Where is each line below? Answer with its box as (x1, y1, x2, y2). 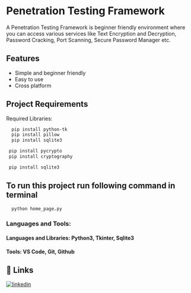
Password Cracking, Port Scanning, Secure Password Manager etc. (6, 36, 171, 43)
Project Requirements (6, 99, 88, 109)
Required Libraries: (6, 114, 53, 122)
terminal (6, 190, 38, 200)
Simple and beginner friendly (14, 69, 86, 77)
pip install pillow (11, 132, 60, 138)
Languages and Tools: (6, 219, 71, 228)
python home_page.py (11, 206, 62, 212)
